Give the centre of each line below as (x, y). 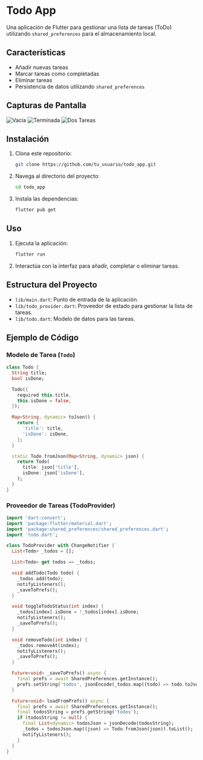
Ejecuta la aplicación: (41, 243)
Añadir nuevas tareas (41, 67)
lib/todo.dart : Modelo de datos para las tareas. (75, 318)
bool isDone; (28, 378)
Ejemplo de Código (43, 337)
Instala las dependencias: (47, 199)
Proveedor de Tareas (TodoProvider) (61, 505)
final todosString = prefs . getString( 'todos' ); (78, 712)
